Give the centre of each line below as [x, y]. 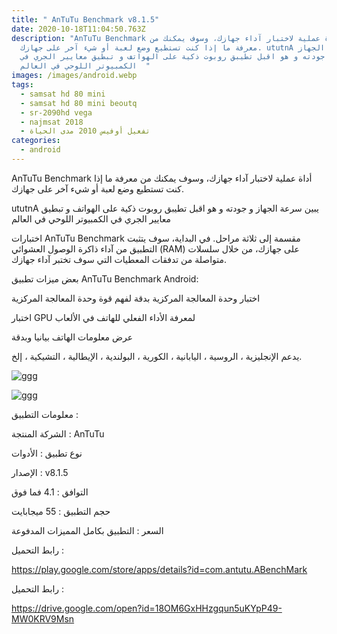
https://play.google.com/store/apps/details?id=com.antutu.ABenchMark [159, 569]
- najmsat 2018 [52, 122]
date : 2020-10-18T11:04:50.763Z [78, 29]
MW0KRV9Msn [43, 618]
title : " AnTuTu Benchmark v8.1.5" [85, 19]
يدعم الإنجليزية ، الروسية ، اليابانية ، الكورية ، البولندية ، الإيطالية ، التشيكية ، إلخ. [157, 356]
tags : [22, 85]
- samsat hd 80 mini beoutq [79, 103]
